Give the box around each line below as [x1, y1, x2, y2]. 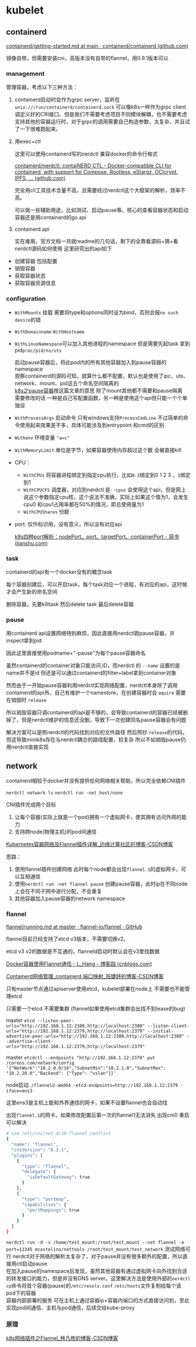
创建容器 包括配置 [14, 258, 57, 265]
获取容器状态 [14, 272, 46, 279]
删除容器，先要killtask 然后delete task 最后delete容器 [6, 600, 134, 608]
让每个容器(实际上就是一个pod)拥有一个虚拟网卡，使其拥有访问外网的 [14, 814, 182, 820]
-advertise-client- [6, 1039, 54, 1045]
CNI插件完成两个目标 [6, 801, 57, 808]
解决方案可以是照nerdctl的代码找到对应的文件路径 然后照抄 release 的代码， [6, 729, 188, 736]
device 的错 [14, 316, 41, 323]
